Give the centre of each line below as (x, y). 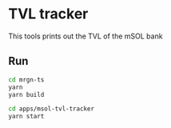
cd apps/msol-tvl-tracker (51, 109)
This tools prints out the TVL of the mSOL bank (85, 36)
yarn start (26, 117)
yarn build (26, 94)
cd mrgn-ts (26, 80)
